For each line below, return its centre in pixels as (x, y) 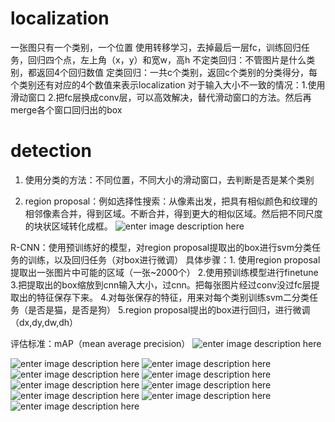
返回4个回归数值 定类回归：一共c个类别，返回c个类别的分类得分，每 (177, 72)
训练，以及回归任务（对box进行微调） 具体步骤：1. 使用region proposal (174, 259)
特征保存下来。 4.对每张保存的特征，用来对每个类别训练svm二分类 (173, 297)
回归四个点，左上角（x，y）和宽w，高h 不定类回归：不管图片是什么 (167, 59)
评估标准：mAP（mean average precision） (100, 343)
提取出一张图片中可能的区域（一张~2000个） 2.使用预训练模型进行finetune (164, 272)
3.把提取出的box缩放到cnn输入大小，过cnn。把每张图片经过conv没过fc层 (161, 284)
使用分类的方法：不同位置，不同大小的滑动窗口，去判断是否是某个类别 (169, 179)
